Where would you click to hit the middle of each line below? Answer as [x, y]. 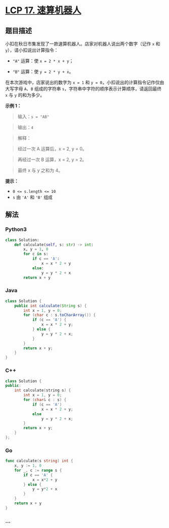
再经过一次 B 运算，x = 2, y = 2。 [52, 159]
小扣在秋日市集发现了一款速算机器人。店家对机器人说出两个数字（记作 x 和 [83, 44]
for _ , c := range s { [38, 470]
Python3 [16, 229]
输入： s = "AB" [33, 116]
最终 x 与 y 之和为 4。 [40, 170]
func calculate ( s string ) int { [39, 461]
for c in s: [36, 254]
